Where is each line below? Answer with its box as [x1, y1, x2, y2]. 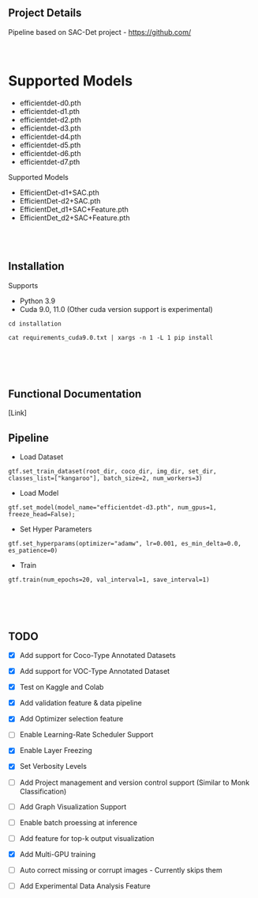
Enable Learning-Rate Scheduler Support [19, 730, 154, 740]
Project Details [8, 6, 82, 20]
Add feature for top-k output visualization [19, 833, 155, 843]
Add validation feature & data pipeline [19, 698, 142, 708]
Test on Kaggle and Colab [19, 683, 104, 692]
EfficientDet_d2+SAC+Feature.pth [19, 213, 130, 223]
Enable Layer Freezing [19, 746, 92, 755]
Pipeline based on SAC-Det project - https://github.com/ [8, 27, 192, 36]
